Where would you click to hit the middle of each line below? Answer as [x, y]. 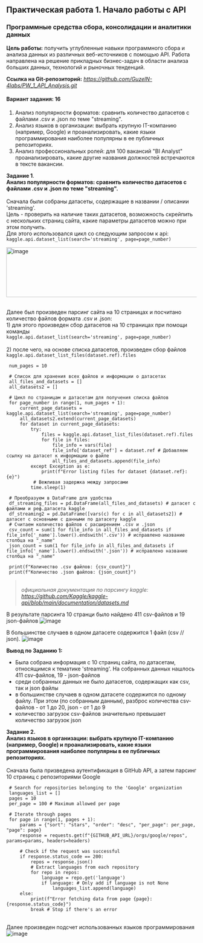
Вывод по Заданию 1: [34, 650]
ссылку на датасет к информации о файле [58, 456]
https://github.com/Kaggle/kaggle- [64, 596]
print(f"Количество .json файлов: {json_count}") [72, 572]
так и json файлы [37, 688]
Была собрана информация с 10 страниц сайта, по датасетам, [95, 662]
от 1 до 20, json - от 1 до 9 [72, 707]
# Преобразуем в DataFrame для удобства [60, 498]
